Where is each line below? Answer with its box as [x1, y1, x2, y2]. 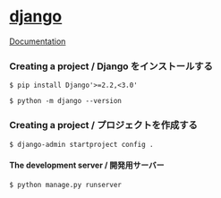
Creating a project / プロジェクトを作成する [9, 119, 199, 132]
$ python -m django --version [9, 97, 123, 106]
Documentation [9, 36, 66, 47]
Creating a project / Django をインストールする [9, 60, 213, 73]
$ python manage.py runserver [9, 180, 123, 189]
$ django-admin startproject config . [9, 140, 154, 149]
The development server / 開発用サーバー [9, 159, 165, 171]
